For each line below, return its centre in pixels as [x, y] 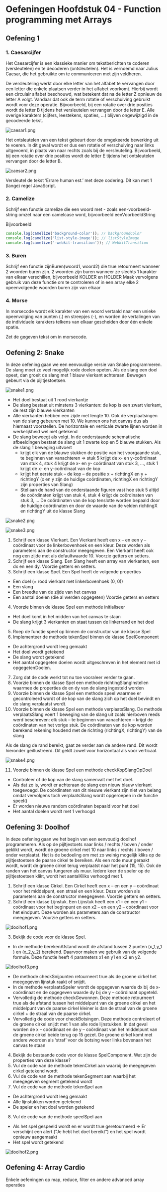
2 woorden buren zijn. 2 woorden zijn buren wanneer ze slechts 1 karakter [81, 272]
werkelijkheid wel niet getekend [45, 432]
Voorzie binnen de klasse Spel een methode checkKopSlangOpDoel [82, 770]
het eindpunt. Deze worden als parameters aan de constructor [77, 912]
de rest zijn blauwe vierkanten [44, 410]
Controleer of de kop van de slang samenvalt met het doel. [73, 780]
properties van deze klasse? [42, 1060]
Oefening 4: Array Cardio [45, 1168]
